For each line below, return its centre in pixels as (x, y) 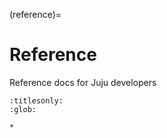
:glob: (23, 109)
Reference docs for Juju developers (83, 82)
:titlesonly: (36, 100)
